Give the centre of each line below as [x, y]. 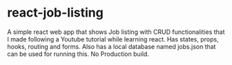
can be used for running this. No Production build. [78, 54]
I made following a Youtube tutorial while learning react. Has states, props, [113, 39]
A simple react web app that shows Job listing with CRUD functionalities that [116, 32]
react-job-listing [55, 13]
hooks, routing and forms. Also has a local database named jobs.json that [112, 46]
